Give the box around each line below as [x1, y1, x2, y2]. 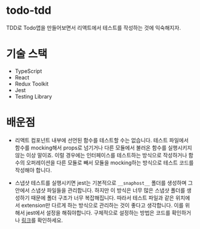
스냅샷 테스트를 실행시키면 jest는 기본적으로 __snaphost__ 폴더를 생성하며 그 [14, 179, 193, 186]
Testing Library [14, 93, 53, 100]
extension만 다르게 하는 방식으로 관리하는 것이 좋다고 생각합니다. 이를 [21, 201, 184, 209]
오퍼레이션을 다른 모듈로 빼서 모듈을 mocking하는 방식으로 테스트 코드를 [26, 159, 194, 166]
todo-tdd [6, 4, 52, 17]
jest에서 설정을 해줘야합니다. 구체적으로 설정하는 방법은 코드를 [26, 209, 171, 216]
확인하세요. [37, 216, 63, 224]
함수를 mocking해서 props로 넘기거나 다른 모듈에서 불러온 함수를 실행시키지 [14, 144, 192, 151]
